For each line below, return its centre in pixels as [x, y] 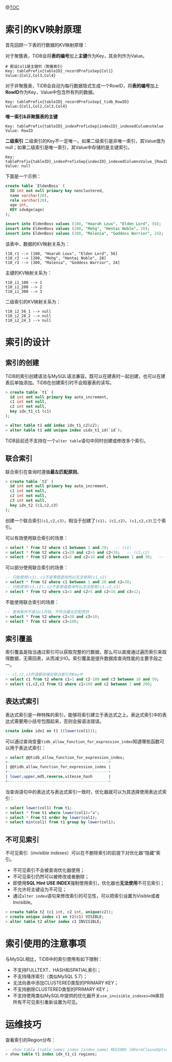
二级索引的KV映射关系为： [33, 301]
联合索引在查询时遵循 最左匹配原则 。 [44, 471]
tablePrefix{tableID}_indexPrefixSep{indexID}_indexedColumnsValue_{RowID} [88, 161]
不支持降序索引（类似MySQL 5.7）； [50, 976]
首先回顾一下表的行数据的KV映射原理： [47, 45]
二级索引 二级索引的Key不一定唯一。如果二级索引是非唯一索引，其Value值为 [85, 141]
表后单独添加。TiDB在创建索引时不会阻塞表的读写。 [60, 383]
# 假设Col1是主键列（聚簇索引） [35, 66]
